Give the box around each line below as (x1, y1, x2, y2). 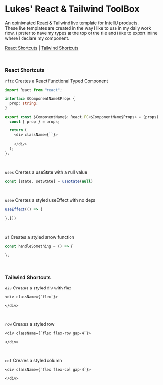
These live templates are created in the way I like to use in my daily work (5, 25, 151, 31)
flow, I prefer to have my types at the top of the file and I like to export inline (5, 30, 158, 36)
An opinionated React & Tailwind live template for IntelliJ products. (5, 20, 139, 26)
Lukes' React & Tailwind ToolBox (5, 3, 140, 15)
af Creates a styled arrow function (5, 234, 74, 240)
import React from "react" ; (5, 88, 63, 93)
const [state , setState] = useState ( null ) (5, 179, 93, 184)
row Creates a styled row (5, 321, 55, 327)
